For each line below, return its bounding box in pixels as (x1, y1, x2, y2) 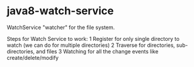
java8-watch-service (7, 4, 114, 18)
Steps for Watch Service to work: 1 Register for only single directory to (7, 35, 180, 42)
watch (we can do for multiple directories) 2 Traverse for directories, (7, 42, 175, 49)
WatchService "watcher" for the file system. (7, 24, 115, 31)
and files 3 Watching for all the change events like (36, 47, 159, 55)
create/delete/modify (7, 54, 59, 61)
